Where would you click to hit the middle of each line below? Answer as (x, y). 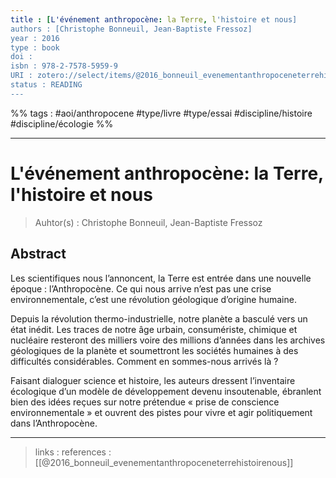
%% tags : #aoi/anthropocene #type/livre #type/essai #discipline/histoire (161, 113)
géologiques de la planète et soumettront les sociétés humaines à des (154, 350)
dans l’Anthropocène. (54, 423)
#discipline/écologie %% (62, 123)
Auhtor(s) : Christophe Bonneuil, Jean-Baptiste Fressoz (148, 222)
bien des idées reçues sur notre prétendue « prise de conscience (145, 402)
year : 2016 (35, 38)
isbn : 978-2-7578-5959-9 (64, 66)
